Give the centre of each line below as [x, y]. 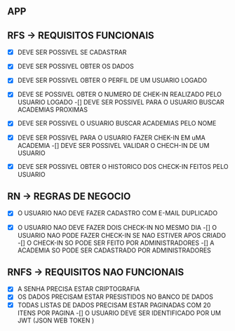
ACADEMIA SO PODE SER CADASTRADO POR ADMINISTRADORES [114, 250]
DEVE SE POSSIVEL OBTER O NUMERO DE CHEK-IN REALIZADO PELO [120, 95]
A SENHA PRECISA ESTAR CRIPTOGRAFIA [79, 289]
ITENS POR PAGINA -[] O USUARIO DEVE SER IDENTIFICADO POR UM [119, 313]
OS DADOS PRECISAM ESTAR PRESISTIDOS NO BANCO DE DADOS [115, 297]
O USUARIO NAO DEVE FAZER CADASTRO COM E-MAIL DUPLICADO [117, 213]
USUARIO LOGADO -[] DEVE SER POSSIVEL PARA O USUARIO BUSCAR [121, 102]
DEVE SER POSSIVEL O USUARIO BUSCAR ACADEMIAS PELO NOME [117, 123]
